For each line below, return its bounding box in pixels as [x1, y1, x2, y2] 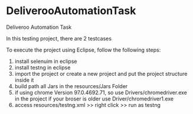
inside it [14, 76, 34, 83]
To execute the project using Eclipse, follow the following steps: [6, 46, 161, 53]
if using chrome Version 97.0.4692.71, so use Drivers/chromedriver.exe [14, 89, 188, 96]
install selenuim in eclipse [14, 58, 77, 65]
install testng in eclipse [14, 63, 71, 71]
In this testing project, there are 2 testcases [6, 35, 112, 42]
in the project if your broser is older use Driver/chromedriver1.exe [14, 95, 174, 102]
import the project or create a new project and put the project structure [14, 70, 188, 77]
